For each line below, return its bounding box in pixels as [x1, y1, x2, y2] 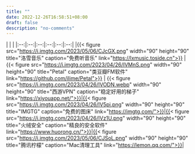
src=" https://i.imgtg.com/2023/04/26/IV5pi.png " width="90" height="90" [6, 101, 185, 108]
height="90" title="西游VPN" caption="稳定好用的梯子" [6, 88, 140, 95]
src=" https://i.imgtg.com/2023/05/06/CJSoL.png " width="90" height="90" [6, 135, 189, 142]
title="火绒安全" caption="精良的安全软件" [6, 122, 107, 129]
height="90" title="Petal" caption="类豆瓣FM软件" [6, 68, 128, 76]
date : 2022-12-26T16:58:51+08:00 [6, 14, 88, 20]
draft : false [6, 19, 38, 25]
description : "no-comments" [6, 25, 75, 31]
